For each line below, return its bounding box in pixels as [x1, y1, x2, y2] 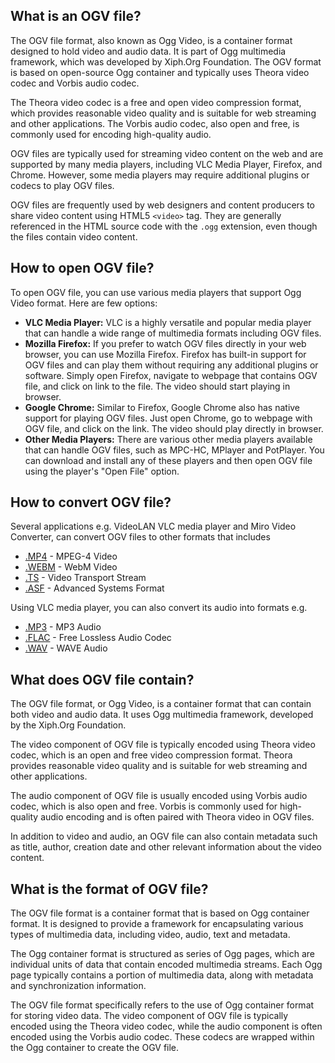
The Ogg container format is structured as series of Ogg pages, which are [10, 948, 315, 960]
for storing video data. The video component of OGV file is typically [10, 1010, 289, 1022]
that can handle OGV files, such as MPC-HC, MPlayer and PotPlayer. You [24, 444, 325, 456]
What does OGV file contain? [10, 671, 195, 688]
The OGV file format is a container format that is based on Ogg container [10, 907, 310, 919]
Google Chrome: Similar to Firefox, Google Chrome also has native [24, 401, 301, 413]
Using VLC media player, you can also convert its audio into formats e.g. [10, 602, 308, 614]
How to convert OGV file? [10, 494, 172, 511]
